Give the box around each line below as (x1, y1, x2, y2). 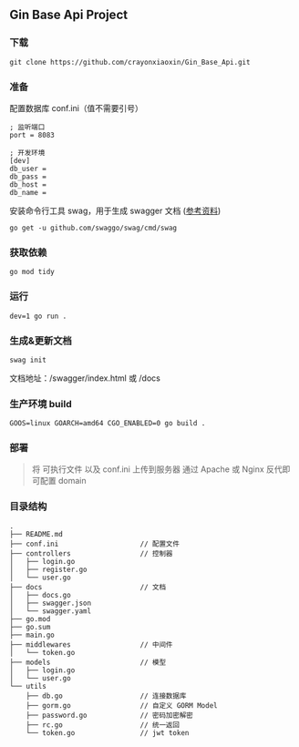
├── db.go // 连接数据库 (26, 691, 187, 701)
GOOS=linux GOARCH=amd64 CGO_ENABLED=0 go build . (9, 419, 206, 428)
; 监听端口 (9, 122, 46, 131)
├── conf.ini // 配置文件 (9, 539, 180, 548)
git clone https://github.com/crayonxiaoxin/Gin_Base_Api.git (9, 57, 251, 67)
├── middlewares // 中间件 (9, 640, 173, 650)
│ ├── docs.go (9, 590, 71, 599)
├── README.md (9, 529, 64, 538)
